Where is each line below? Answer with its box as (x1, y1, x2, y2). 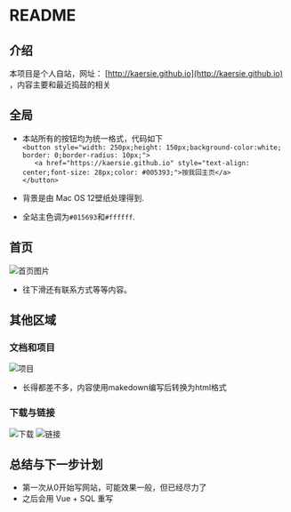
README (9, 5, 77, 26)
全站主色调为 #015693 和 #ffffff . (21, 211, 136, 222)
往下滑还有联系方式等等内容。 (21, 284, 132, 294)
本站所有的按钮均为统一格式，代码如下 (21, 132, 163, 143)
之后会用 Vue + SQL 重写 (21, 493, 114, 504)
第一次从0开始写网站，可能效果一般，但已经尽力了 (21, 482, 207, 493)
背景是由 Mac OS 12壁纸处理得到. (21, 192, 145, 203)
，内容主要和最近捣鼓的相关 (9, 79, 111, 90)
